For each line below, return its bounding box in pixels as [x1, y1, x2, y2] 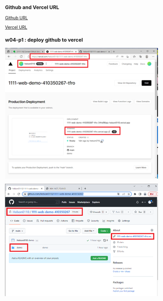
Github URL [5, 15, 28, 21]
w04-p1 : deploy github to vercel [5, 37, 83, 43]
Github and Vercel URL [5, 4, 60, 11]
